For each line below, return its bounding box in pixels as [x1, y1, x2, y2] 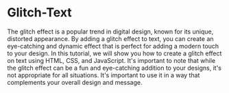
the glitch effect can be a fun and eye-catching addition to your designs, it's [7, 64, 221, 72]
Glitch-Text [7, 5, 72, 21]
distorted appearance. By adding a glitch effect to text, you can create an [7, 34, 214, 42]
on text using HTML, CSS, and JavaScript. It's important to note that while [7, 56, 216, 64]
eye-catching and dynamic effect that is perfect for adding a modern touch [7, 42, 219, 50]
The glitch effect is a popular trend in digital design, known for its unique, [7, 27, 214, 36]
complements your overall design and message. [7, 78, 143, 86]
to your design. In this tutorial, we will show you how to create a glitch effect [7, 49, 222, 57]
